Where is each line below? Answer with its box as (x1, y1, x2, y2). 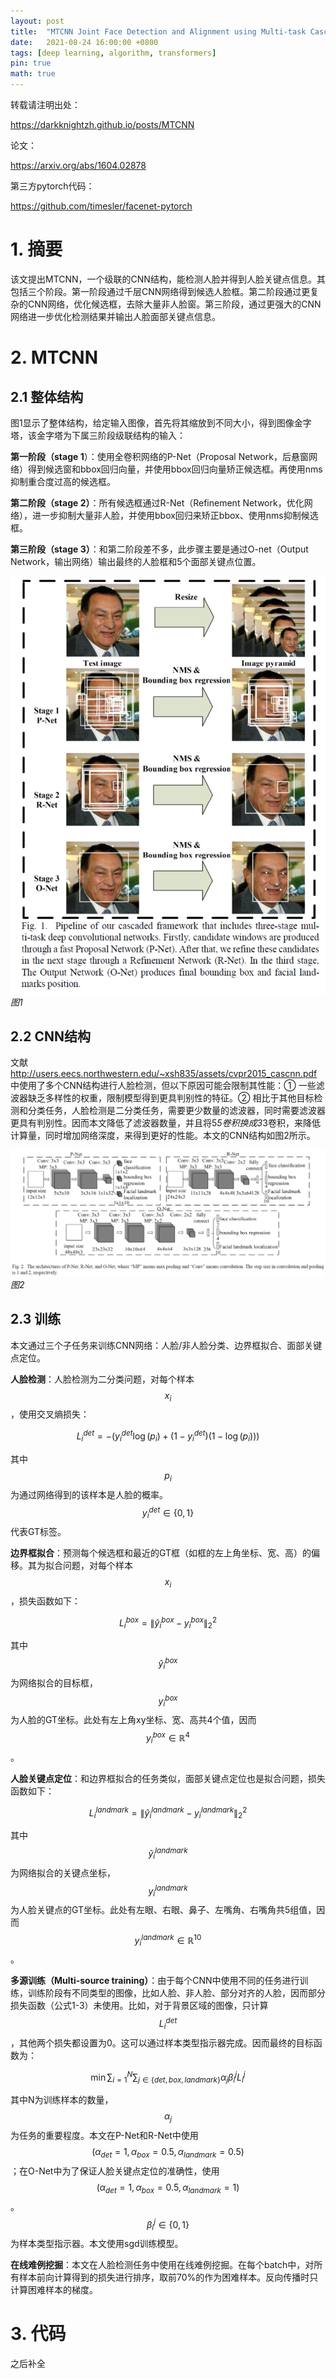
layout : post (10, 16, 65, 26)
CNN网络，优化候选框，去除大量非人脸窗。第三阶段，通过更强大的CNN (27, 298, 322, 310)
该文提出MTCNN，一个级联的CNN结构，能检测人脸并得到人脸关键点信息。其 (10, 273, 326, 285)
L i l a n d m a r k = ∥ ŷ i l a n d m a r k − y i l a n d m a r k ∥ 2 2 (88, 1805, 248, 1821)
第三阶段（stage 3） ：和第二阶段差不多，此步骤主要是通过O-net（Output (10, 543, 309, 555)
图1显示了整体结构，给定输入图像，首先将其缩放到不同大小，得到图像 (10, 416, 295, 429)
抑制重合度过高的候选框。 (10, 475, 116, 487)
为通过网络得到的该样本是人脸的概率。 (10, 1488, 168, 1500)
